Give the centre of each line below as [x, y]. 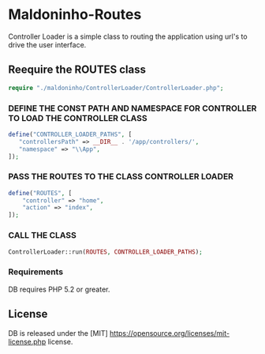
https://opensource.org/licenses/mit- [170, 333]
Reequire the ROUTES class [77, 70]
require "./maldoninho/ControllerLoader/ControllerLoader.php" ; [116, 88]
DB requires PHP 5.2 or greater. [59, 289]
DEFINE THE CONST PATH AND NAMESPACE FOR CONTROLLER [132, 108]
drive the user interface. [47, 44]
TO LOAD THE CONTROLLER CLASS [78, 118]
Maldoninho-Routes [75, 15]
